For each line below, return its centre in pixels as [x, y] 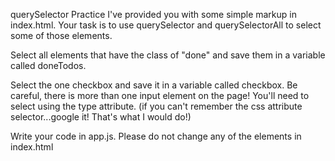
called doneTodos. [48, 65]
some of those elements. [61, 35]
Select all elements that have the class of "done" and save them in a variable [168, 55]
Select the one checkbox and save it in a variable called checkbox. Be [154, 85]
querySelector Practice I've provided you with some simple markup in [153, 14]
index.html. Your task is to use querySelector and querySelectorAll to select [166, 25]
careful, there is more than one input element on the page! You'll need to [160, 95]
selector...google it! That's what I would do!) [101, 117]
